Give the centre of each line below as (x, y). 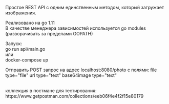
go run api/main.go (25, 49)
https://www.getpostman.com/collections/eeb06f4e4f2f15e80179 (75, 96)
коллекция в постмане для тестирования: (51, 91)
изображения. (21, 13)
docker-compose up (27, 60)
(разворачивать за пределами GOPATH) (49, 34)
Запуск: (14, 44)
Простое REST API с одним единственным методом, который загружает (85, 7)
